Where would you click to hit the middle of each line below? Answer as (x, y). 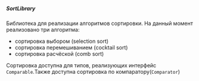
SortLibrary (21, 8)
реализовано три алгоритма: (43, 29)
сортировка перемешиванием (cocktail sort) (71, 47)
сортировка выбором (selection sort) (62, 41)
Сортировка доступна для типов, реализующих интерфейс (81, 65)
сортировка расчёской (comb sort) (59, 54)
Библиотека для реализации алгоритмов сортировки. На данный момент (100, 23)
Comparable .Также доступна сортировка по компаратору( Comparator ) (93, 71)
